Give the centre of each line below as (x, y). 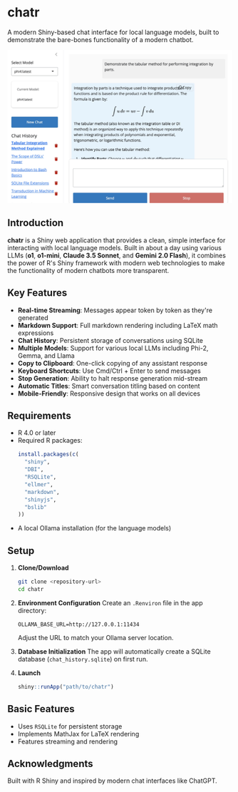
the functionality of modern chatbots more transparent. (88, 270)
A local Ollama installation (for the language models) (94, 528)
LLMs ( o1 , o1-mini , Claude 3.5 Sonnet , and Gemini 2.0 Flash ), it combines (117, 255)
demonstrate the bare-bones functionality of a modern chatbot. (100, 39)
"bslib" (36, 507)
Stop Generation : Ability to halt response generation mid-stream (113, 378)
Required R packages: (50, 441)
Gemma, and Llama (46, 355)
